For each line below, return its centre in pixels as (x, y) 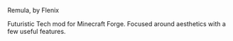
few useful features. (37, 31)
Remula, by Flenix (33, 10)
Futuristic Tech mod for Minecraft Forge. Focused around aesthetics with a (116, 24)
